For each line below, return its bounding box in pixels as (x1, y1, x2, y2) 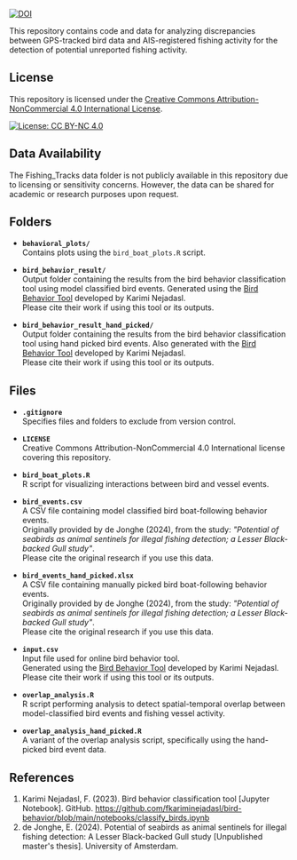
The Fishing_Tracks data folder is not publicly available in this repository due (9, 170, 289, 180)
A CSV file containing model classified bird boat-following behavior (21, 506, 268, 516)
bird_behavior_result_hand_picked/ (21, 321, 154, 330)
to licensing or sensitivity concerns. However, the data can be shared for (9, 179, 275, 190)
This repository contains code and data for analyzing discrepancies (9, 26, 255, 36)
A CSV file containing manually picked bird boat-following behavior (21, 579, 268, 590)
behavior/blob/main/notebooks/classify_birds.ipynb (21, 813, 210, 824)
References (9, 769, 74, 785)
